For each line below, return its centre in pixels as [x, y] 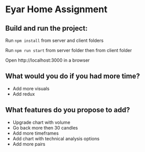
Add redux [24, 94]
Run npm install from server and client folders [54, 40]
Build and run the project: [46, 28]
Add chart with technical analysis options [56, 138]
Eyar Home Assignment [56, 9]
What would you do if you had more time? [73, 76]
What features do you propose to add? [68, 110]
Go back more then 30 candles [45, 128]
